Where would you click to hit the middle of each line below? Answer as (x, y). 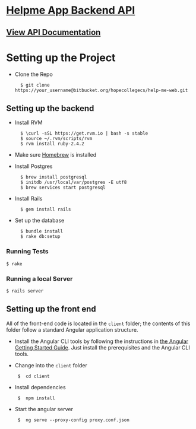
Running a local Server (39, 278)
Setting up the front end (51, 309)
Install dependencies (40, 387)
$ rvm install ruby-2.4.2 (52, 144)
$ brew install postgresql (54, 177)
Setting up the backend (50, 108)
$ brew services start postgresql (63, 188)
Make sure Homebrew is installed (56, 155)
